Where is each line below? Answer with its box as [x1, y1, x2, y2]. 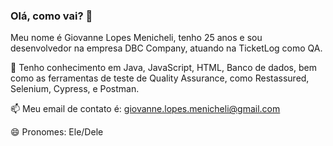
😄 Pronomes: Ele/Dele [10, 126, 104, 138]
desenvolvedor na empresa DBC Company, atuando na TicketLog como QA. [10, 42, 323, 54]
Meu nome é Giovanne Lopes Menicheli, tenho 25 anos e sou [10, 32, 263, 44]
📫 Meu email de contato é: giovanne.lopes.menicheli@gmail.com [10, 103, 281, 115]
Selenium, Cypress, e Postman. [10, 83, 140, 95]
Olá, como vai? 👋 [10, 9, 93, 23]
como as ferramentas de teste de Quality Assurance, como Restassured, [10, 72, 310, 84]
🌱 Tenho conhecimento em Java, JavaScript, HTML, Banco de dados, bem [10, 62, 317, 74]
